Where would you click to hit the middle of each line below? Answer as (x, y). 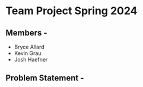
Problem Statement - (45, 78)
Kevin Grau (28, 53)
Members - (27, 33)
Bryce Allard (29, 47)
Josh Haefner (31, 59)
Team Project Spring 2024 (71, 11)
